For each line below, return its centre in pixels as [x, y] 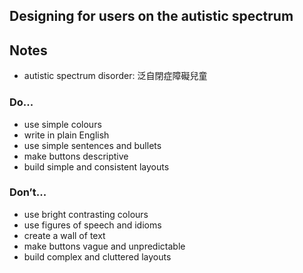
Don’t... [28, 192]
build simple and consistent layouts [96, 166]
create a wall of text [64, 235]
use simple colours [62, 124]
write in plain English [66, 135]
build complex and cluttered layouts [97, 256]
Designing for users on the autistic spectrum [151, 16]
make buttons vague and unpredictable [104, 246]
